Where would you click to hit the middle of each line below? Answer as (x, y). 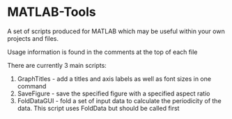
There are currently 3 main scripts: (57, 65)
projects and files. (33, 38)
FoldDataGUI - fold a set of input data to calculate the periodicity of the (119, 100)
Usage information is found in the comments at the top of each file (102, 52)
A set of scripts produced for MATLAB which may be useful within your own (116, 31)
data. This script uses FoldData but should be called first (98, 108)
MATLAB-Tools (52, 12)
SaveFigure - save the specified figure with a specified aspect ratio (114, 93)
